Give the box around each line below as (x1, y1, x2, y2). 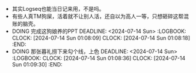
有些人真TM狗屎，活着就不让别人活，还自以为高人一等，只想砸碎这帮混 (11, 13, 189, 20)
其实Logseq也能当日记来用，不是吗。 (11, 5, 105, 12)
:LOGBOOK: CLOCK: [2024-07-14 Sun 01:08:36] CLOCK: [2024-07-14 (11, 54, 186, 62)
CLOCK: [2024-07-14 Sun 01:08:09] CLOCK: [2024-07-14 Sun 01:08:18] (11, 35, 191, 41)
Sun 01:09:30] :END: (11, 61, 63, 68)
